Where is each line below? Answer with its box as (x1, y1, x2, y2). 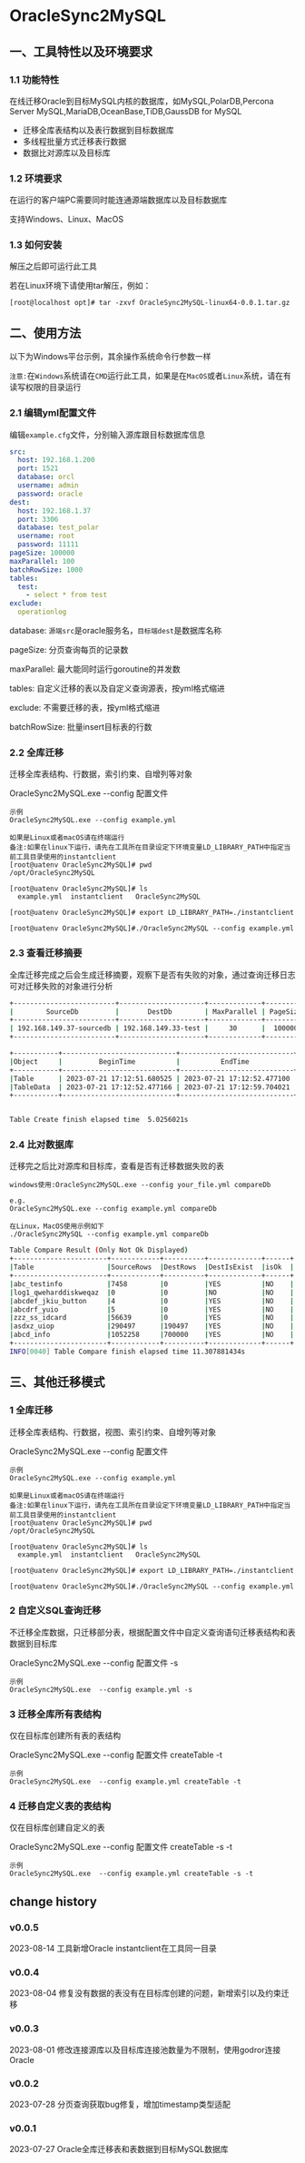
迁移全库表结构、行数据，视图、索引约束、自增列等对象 (9, 1426, 216, 1437)
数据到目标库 (9, 1637, 57, 1648)
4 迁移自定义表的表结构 (9, 1800, 112, 1813)
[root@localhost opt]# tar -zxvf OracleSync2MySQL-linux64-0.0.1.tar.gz (9, 299, 290, 308)
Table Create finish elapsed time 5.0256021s (9, 1116, 189, 1125)
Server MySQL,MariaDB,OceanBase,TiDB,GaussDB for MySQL (9, 105, 242, 116)
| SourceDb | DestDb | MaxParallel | (9, 1007, 266, 1017)
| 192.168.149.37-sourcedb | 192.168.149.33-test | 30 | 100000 (9, 1024, 299, 1033)
